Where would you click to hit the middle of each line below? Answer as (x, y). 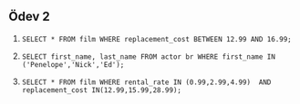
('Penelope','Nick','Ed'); (73, 64)
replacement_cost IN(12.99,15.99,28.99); (101, 90)
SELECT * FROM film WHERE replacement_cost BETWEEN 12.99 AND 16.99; (157, 39)
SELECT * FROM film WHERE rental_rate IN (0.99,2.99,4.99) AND (146, 82)
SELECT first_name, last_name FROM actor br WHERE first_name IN (148, 57)
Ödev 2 (30, 17)
